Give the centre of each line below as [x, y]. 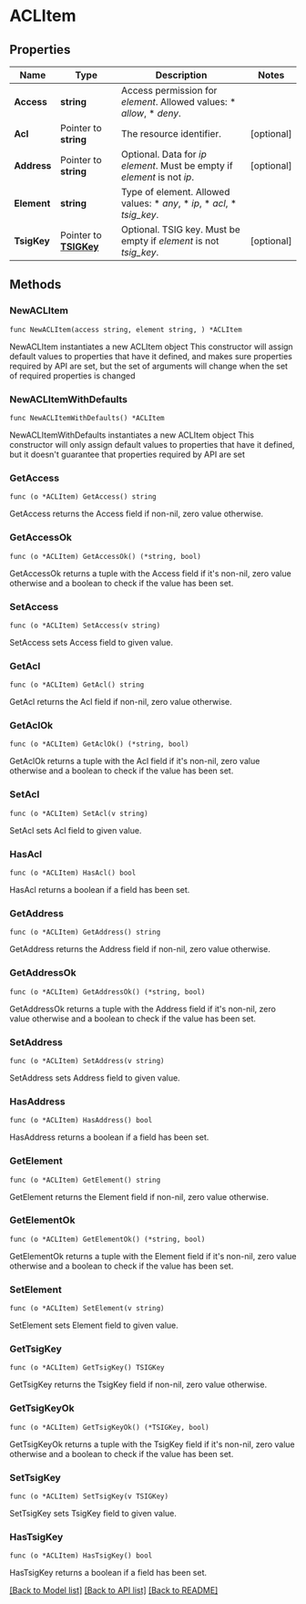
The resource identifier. [171, 134]
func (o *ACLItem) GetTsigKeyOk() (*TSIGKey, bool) [109, 1427]
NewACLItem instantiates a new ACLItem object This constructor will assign [151, 347]
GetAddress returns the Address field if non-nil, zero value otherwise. [140, 949]
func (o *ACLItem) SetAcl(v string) [79, 813]
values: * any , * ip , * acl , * [179, 203]
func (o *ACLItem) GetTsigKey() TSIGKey [87, 1368]
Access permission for [169, 90]
